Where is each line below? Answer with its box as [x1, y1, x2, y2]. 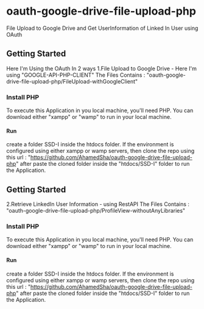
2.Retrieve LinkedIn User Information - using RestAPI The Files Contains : [6, 201, 190, 208]
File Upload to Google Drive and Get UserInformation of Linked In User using [6, 24, 199, 32]
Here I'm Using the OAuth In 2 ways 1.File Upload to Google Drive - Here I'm [6, 65, 197, 72]
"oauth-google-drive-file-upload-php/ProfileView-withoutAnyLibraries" [6, 207, 186, 215]
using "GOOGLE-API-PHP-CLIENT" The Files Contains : [6, 71, 146, 79]
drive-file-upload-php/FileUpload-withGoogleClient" [6, 77, 138, 85]
